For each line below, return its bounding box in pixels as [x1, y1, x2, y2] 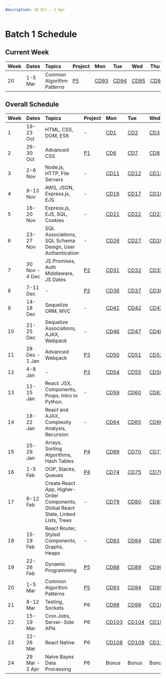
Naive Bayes [45, 653, 74, 660]
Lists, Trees [45, 517, 72, 524]
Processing [45, 666, 72, 673]
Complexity [45, 419, 72, 426]
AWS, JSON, [45, 184, 74, 191]
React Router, [45, 525, 77, 532]
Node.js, [45, 164, 64, 171]
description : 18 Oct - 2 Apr [5, 7, 65, 12]
